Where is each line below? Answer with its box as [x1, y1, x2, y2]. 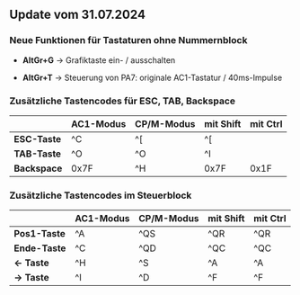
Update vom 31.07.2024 [9, 7, 146, 22]
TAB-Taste [13, 147, 61, 160]
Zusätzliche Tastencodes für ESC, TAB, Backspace [9, 94, 236, 107]
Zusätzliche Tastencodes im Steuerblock [9, 189, 192, 201]
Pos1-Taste [13, 228, 66, 240]
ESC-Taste [13, 132, 62, 145]
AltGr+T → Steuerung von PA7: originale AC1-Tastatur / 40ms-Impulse [22, 72, 283, 83]
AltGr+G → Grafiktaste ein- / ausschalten [22, 54, 176, 66]
